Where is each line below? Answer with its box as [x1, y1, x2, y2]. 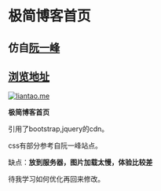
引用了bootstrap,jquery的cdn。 [8, 124, 109, 134]
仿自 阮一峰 [8, 41, 60, 54]
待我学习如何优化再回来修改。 [8, 174, 104, 184]
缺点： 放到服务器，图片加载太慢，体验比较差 [8, 158, 153, 167]
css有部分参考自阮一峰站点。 [8, 141, 102, 150]
